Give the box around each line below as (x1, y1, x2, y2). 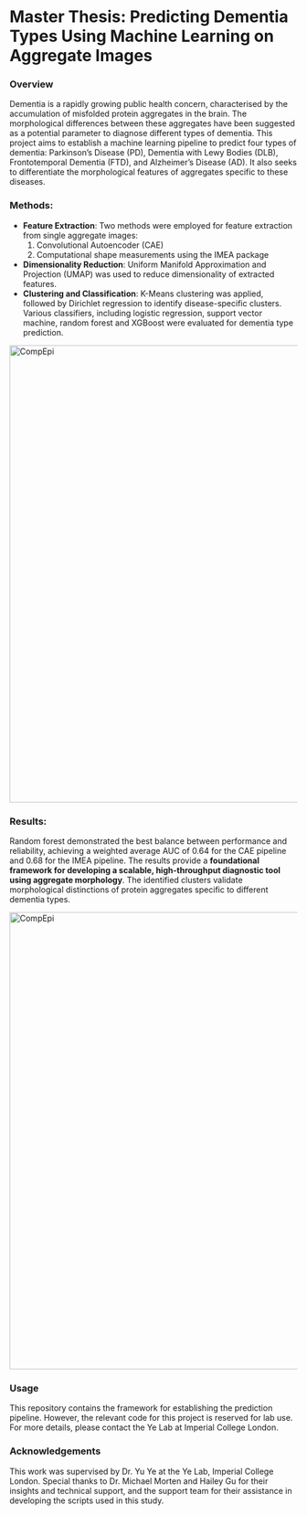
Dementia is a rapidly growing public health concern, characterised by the (9, 99, 288, 110)
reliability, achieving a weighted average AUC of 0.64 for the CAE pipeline (9, 846, 287, 857)
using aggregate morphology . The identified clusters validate (9, 875, 244, 886)
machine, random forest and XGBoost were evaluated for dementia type (22, 317, 294, 328)
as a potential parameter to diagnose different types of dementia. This (9, 128, 273, 139)
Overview (9, 78, 54, 91)
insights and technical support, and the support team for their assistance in (9, 1485, 292, 1496)
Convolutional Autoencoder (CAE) (36, 240, 164, 251)
